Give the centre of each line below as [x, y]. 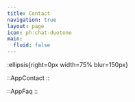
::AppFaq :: [23, 91]
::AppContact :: [28, 78]
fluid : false [32, 45]
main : [15, 39]
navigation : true [32, 20]
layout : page [26, 26]
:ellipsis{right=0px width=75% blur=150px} [68, 65]
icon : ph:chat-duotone [39, 33]
